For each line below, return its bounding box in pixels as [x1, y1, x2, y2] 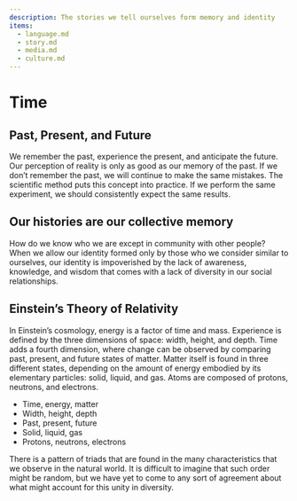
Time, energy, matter [21, 398, 99, 409]
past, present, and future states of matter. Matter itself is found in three [9, 353, 269, 364]
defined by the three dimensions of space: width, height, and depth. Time [9, 334, 277, 345]
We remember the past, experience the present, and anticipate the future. [9, 152, 278, 161]
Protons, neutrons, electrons [21, 436, 127, 447]
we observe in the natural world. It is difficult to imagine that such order [9, 463, 270, 474]
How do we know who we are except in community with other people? [9, 238, 266, 248]
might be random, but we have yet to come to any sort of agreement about [9, 472, 282, 483]
